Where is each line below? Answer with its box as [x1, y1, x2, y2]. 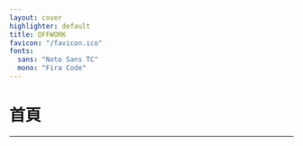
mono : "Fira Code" [17, 64, 87, 73]
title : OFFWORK [9, 30, 67, 39]
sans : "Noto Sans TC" [17, 55, 99, 64]
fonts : [9, 47, 34, 56]
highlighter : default [9, 22, 91, 31]
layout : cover [9, 13, 63, 23]
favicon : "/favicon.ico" [9, 38, 103, 48]
